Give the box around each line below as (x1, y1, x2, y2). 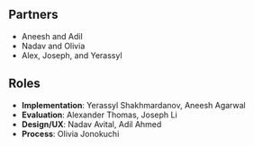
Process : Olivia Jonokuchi (21, 128, 120, 139)
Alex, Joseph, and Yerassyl (21, 49, 122, 61)
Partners (8, 7, 59, 22)
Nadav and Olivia (21, 40, 86, 51)
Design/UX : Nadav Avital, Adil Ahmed (21, 118, 162, 129)
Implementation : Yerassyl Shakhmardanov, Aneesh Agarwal (21, 99, 246, 110)
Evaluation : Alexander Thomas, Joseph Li (21, 109, 177, 120)
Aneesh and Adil (21, 30, 83, 41)
